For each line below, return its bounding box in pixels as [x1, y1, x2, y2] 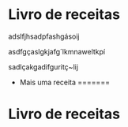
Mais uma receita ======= [19, 77, 111, 87]
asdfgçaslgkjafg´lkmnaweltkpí [8, 47, 106, 56]
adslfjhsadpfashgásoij [8, 32, 80, 41]
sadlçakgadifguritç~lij [8, 62, 79, 72]
